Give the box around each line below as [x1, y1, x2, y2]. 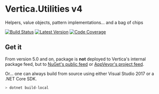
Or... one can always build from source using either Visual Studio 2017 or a [5, 71, 154, 76]
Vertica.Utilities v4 [5, 3, 83, 15]
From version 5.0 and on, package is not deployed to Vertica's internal [5, 56, 146, 62]
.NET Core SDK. [5, 75, 37, 81]
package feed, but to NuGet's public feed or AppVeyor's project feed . [5, 61, 144, 67]
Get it [5, 43, 22, 52]
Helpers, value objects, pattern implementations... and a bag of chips [5, 19, 143, 25]
